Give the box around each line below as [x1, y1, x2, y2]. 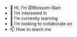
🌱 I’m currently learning [9, 15, 58, 21]
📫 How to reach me [9, 26, 51, 32]
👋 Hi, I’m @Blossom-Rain [9, 5, 61, 10]
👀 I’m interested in [9, 10, 47, 16]
